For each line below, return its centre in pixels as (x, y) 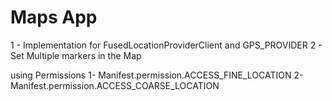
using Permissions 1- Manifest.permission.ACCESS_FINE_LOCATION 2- (157, 75)
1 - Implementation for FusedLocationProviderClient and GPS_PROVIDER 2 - (166, 45)
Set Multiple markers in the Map (76, 55)
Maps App (54, 17)
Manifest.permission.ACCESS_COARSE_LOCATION (115, 85)
